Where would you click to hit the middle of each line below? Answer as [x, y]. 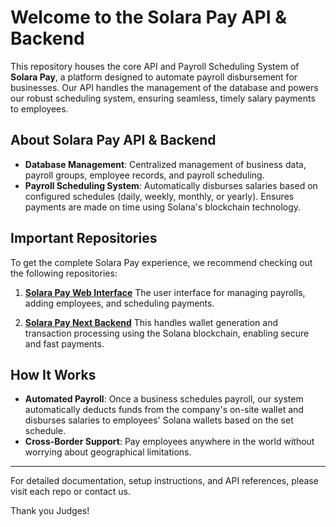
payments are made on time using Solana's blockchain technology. [163, 207]
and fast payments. [64, 343]
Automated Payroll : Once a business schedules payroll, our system [164, 399]
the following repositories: [64, 273]
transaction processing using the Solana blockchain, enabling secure [167, 333]
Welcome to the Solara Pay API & [148, 17]
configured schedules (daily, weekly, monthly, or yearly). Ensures [159, 196]
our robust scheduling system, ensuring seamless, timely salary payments [163, 98]
